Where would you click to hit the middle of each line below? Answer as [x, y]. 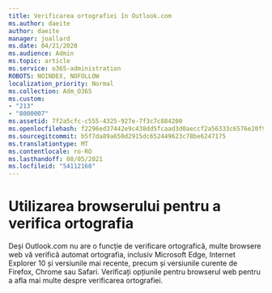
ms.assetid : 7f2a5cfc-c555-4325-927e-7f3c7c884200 [96, 121]
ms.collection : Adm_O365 [50, 91]
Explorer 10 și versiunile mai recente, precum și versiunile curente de [123, 263]
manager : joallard [39, 38]
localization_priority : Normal [61, 83]
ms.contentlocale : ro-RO [50, 151]
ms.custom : [27, 99]
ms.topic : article [39, 62]
